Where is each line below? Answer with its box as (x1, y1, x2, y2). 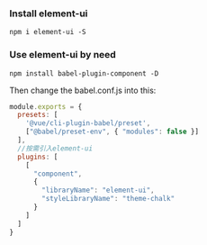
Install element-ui (9, 7, 88, 20)
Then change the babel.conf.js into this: (9, 85, 157, 95)
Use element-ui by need (9, 49, 117, 61)
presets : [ (17, 111, 58, 120)
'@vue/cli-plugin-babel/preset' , (25, 119, 151, 128)
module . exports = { (9, 102, 83, 111)
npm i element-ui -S (9, 28, 87, 37)
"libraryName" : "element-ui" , (41, 186, 155, 195)
